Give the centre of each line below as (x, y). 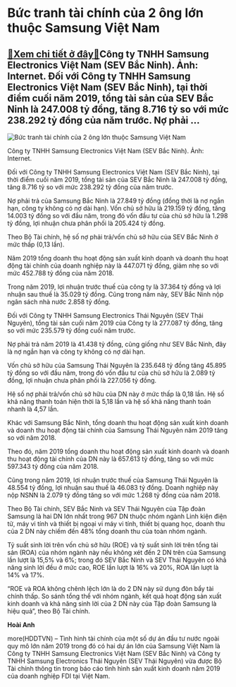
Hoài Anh (21, 625)
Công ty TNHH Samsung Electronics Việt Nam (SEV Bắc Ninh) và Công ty (114, 653)
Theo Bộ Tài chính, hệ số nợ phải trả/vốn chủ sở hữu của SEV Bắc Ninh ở (113, 237)
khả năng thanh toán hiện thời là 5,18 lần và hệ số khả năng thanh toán (109, 401)
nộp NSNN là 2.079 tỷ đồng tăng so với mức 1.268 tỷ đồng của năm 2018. (114, 495)
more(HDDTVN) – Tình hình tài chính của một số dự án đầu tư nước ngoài (113, 638)
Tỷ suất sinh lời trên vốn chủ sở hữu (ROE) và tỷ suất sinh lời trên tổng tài (113, 545)
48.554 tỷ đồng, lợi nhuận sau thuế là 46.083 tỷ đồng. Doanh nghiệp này (113, 488)
